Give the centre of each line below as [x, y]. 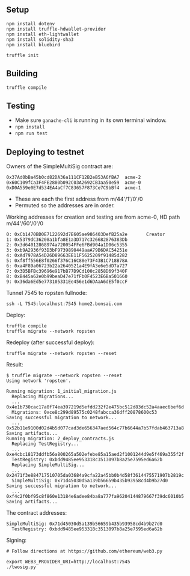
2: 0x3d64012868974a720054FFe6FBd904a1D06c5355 [67, 245]
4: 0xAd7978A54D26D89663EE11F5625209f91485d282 [67, 256]
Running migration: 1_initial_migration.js [62, 392]
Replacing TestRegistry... [45, 444]
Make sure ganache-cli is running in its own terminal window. [91, 120]
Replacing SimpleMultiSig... [48, 465]
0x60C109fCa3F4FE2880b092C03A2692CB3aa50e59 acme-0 [74, 183]
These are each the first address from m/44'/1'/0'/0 [79, 199]
